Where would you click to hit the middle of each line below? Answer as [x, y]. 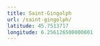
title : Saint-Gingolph [39, 13]
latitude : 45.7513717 [38, 26]
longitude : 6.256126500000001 [50, 32]
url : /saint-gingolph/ [39, 20]
